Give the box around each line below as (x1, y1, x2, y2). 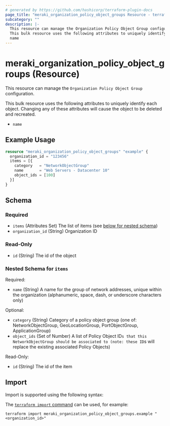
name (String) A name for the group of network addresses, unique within (12, 286, 162, 292)
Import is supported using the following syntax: (5, 392, 104, 398)
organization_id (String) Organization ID (12, 228, 98, 234)
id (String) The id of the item (12, 363, 72, 369)
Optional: (5, 307, 24, 313)
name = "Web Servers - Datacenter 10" (14, 168, 110, 173)
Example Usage (5, 135, 56, 145)
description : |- (5, 21, 39, 27)
